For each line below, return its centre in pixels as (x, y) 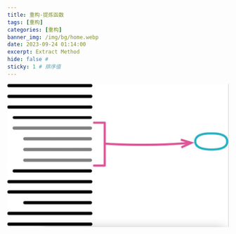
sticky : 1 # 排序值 (34, 67)
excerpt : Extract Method (44, 52)
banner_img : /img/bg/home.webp (53, 37)
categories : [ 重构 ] (35, 30)
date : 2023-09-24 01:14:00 (47, 45)
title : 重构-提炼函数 (36, 15)
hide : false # (28, 60)
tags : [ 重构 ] (25, 22)
